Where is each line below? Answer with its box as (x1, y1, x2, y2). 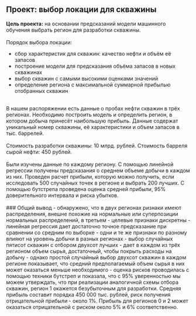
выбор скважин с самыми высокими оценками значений (14, 75, 159, 82)
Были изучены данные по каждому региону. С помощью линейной (6, 161, 174, 168)
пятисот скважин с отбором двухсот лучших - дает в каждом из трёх (6, 241, 180, 248)
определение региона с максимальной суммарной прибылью (14, 81, 171, 88)
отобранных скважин (14, 87, 68, 94)
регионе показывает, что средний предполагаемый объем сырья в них (6, 260, 185, 267)
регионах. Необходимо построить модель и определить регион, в (6, 111, 173, 118)
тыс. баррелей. (6, 130, 44, 137)
